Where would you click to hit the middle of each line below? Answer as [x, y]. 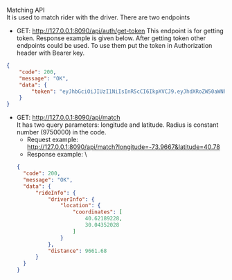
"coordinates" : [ [97, 212]
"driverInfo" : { [71, 199]
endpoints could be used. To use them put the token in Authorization [114, 45]
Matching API [26, 10]
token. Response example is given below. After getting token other [111, 38]
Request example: [53, 140]
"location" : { [81, 206]
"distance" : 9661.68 [77, 251]
